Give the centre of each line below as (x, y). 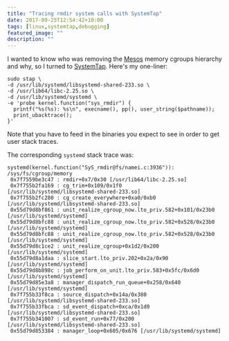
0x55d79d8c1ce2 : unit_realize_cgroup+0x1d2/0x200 (84, 246)
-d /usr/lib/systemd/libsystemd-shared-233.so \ (79, 85)
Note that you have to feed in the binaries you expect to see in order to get (113, 134)
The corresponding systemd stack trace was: (71, 155)
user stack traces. (33, 142)
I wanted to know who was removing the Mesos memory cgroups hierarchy (115, 59)
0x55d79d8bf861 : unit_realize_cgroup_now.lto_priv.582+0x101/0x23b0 (112, 210)
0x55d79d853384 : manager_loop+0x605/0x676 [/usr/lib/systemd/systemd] (116, 331)
